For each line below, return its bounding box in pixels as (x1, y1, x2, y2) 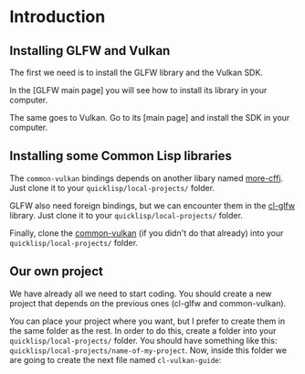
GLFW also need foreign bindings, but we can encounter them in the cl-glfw (9, 199, 295, 211)
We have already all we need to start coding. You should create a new (9, 288, 272, 299)
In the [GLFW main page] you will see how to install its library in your (9, 85, 268, 95)
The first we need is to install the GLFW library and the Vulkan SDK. (9, 67, 263, 78)
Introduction (9, 6, 106, 27)
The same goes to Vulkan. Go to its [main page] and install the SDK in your (9, 112, 290, 123)
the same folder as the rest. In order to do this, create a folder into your (9, 325, 277, 336)
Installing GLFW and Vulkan (9, 43, 171, 59)
